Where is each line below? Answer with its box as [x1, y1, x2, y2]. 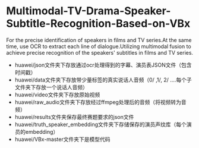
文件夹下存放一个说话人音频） [14, 83, 88, 90]
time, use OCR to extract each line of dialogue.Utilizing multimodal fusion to [6, 43, 191, 50]
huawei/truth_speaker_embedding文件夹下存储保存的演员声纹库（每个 [14, 121, 187, 128]
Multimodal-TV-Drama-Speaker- [6, 4, 171, 18]
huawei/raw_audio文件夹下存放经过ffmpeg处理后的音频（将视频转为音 [14, 98, 187, 105]
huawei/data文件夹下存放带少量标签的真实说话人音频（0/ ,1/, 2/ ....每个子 [14, 76, 192, 83]
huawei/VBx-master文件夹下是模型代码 [14, 136, 110, 143]
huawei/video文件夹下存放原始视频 [14, 91, 100, 98]
